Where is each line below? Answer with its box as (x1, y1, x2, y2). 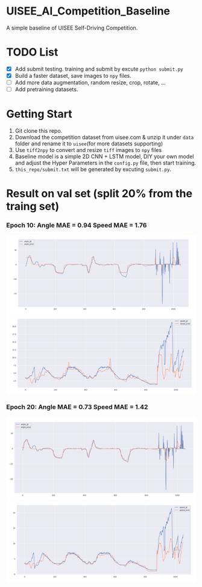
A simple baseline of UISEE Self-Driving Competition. (6, 24, 138, 31)
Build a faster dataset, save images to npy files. (14, 72, 131, 79)
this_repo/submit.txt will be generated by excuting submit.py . (14, 166, 172, 173)
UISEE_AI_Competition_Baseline (6, 4, 171, 18)
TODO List (6, 45, 58, 59)
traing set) (6, 200, 60, 214)
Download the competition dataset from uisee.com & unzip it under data (14, 134, 194, 141)
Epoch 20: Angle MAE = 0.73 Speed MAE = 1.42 (6, 403, 148, 411)
